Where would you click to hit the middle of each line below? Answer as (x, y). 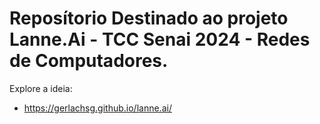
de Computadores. (89, 61)
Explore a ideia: (41, 88)
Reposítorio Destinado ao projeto (149, 18)
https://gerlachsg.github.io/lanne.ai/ (97, 108)
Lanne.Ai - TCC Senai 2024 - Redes (160, 39)
